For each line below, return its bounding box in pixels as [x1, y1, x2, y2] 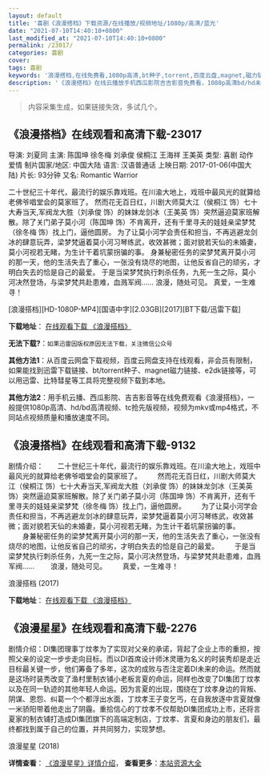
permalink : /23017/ [8, 42, 74, 50]
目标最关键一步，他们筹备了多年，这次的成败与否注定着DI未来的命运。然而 [8, 664, 254, 673]
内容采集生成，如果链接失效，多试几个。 [27, 102, 162, 111]
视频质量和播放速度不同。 [29, 413, 114, 422]
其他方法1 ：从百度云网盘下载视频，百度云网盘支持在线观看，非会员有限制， [8, 356, 258, 365]
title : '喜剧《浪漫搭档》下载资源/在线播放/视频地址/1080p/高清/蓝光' [8, 19, 220, 27]
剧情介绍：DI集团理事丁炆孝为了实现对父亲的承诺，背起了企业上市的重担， [8, 644, 254, 653]
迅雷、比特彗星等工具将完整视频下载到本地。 [22, 376, 170, 385]
